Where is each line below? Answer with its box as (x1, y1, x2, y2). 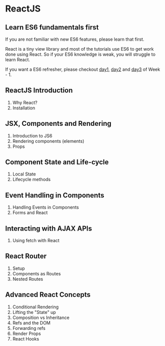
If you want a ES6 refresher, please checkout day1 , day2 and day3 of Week (5, 66, 160, 72)
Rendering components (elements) (12, 138, 84, 144)
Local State (12, 171, 36, 177)
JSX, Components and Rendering (5, 119, 112, 128)
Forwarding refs (12, 325, 46, 331)
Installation (12, 105, 36, 111)
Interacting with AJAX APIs (5, 224, 92, 233)
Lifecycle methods (12, 177, 51, 183)
